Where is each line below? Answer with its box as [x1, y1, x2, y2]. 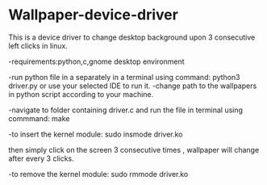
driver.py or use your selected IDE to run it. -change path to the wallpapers [8, 81, 257, 90]
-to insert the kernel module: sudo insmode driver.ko [8, 129, 183, 139]
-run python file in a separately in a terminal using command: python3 [8, 72, 240, 82]
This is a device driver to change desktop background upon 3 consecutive [8, 32, 256, 42]
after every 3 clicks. [8, 153, 74, 163]
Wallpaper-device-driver [8, 6, 179, 24]
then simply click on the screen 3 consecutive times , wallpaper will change [8, 145, 260, 154]
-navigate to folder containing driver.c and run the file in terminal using [8, 105, 244, 115]
